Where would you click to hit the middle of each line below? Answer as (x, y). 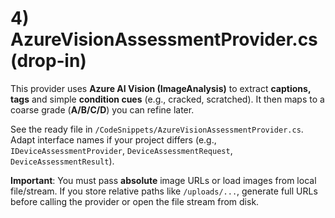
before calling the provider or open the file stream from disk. (135, 201)
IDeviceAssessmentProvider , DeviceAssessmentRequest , (121, 150)
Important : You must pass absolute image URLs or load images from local (163, 180)
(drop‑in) (48, 61)
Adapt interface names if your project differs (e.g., (113, 139)
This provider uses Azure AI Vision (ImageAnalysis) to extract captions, (161, 88)
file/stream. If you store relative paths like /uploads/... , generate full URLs (164, 191)
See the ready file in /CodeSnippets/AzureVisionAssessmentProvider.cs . (157, 129)
